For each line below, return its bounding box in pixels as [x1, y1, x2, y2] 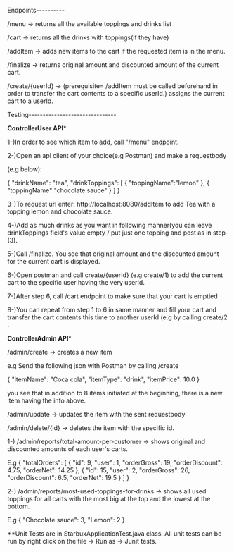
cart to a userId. [7, 97, 54, 105]
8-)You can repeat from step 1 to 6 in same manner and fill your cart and [7, 306, 216, 314]
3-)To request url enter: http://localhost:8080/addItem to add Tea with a [7, 200, 216, 208]
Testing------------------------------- [7, 111, 117, 118]
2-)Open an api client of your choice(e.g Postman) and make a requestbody [7, 152, 227, 159]
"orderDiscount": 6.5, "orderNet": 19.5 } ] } [7, 474, 130, 482]
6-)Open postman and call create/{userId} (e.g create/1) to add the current [7, 271, 223, 279]
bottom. [7, 502, 30, 510]
